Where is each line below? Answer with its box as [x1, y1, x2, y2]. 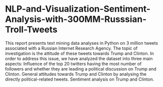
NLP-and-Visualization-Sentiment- [5, 3, 151, 15]
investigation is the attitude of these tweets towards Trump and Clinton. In [5, 50, 154, 56]
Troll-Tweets [5, 24, 58, 35]
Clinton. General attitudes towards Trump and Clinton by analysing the [5, 71, 147, 77]
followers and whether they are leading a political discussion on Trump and [5, 66, 157, 71]
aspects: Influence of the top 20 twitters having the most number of [5, 61, 142, 67]
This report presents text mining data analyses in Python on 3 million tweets [5, 40, 158, 46]
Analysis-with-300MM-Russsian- [5, 14, 147, 25]
